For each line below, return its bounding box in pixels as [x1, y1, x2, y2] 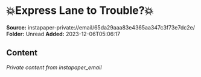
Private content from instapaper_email [6, 64, 102, 71]
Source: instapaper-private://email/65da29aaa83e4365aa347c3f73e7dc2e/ [6, 23, 195, 31]
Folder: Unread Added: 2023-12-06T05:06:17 [6, 30, 121, 37]
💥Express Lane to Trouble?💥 [6, 4, 154, 17]
